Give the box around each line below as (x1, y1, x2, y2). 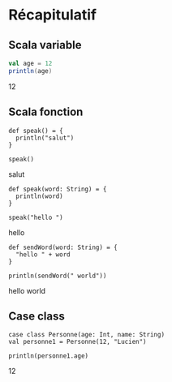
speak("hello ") (8, 213, 63, 221)
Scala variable (8, 38, 82, 52)
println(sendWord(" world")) (8, 272, 107, 280)
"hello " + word (15, 250, 71, 259)
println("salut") (15, 134, 75, 142)
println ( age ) (8, 67, 53, 75)
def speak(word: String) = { (8, 185, 107, 193)
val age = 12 (8, 59, 53, 67)
